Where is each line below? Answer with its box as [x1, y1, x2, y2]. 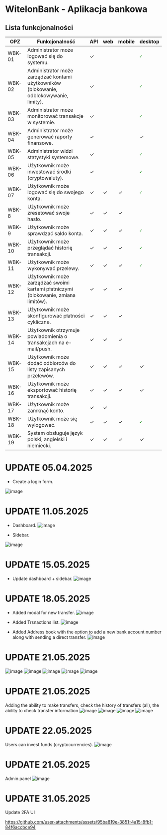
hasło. [27, 216, 42, 223]
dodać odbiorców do [27, 360, 76, 366]
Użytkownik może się [27, 415, 78, 422]
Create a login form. [12, 478, 54, 485]
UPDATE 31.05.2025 [5, 793, 90, 804]
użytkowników [27, 80, 61, 86]
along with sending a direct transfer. [12, 634, 86, 640]
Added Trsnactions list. [12, 619, 60, 625]
